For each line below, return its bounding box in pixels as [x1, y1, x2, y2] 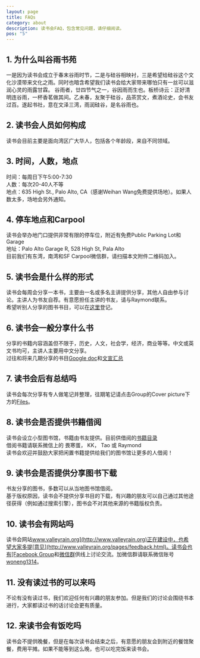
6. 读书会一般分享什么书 [6, 323, 94, 333]
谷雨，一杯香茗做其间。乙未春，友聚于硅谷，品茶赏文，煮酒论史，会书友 [16, 93, 194, 101]
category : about [6, 20, 46, 26]
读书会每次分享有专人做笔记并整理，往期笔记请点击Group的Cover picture [6, 391, 186, 398]
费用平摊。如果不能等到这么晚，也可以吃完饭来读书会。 [16, 645, 152, 652]
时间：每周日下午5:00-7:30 [6, 173, 73, 180]
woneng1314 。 [6, 558, 42, 566]
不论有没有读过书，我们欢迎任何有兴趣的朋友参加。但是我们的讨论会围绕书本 [6, 594, 194, 601]
